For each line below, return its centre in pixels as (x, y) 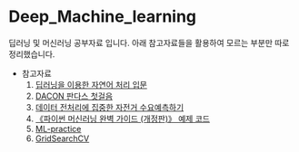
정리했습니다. (32, 54)
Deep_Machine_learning (103, 17)
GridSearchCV (62, 138)
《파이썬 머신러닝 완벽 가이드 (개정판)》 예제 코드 (123, 119)
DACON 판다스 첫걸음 (74, 96)
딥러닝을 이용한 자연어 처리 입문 (91, 84)
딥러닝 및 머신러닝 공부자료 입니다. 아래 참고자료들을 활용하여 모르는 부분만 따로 (149, 43)
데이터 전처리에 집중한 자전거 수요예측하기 (110, 107)
